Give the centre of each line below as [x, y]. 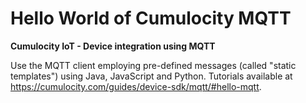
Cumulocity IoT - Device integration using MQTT [113, 46]
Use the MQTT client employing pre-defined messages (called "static [153, 65]
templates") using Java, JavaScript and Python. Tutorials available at [151, 76]
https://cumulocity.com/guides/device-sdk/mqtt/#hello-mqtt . [136, 86]
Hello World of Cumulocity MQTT [151, 18]
